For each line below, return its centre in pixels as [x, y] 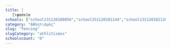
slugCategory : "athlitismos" [36, 34]
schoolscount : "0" [25, 39]
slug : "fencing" [22, 29]
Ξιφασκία [21, 15]
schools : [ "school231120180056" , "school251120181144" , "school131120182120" [87, 19]
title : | [15, 10]
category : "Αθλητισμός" [31, 24]
